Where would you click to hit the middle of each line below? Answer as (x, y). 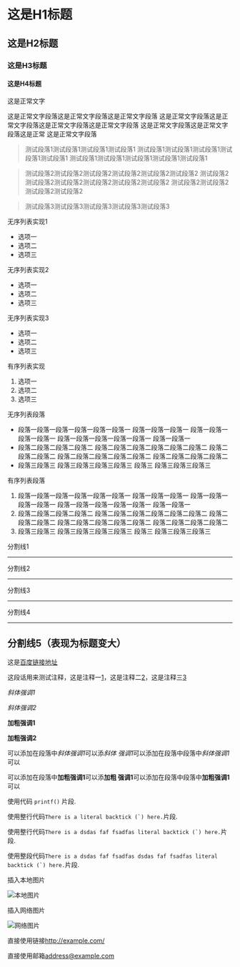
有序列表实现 (26, 366)
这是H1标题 (40, 15)
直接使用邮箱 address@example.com (61, 956)
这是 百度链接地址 (32, 662)
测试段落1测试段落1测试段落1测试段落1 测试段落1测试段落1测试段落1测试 (129, 149)
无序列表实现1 (27, 221)
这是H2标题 (33, 43)
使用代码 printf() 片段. (42, 801)
